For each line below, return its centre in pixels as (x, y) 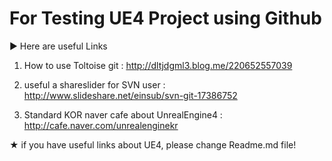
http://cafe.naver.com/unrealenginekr (101, 125)
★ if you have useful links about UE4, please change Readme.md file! (153, 144)
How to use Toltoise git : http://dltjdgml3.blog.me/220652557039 (158, 65)
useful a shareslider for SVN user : (94, 84)
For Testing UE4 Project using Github (165, 18)
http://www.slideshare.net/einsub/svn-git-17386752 (130, 95)
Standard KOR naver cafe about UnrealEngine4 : (123, 114)
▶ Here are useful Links (58, 46)
